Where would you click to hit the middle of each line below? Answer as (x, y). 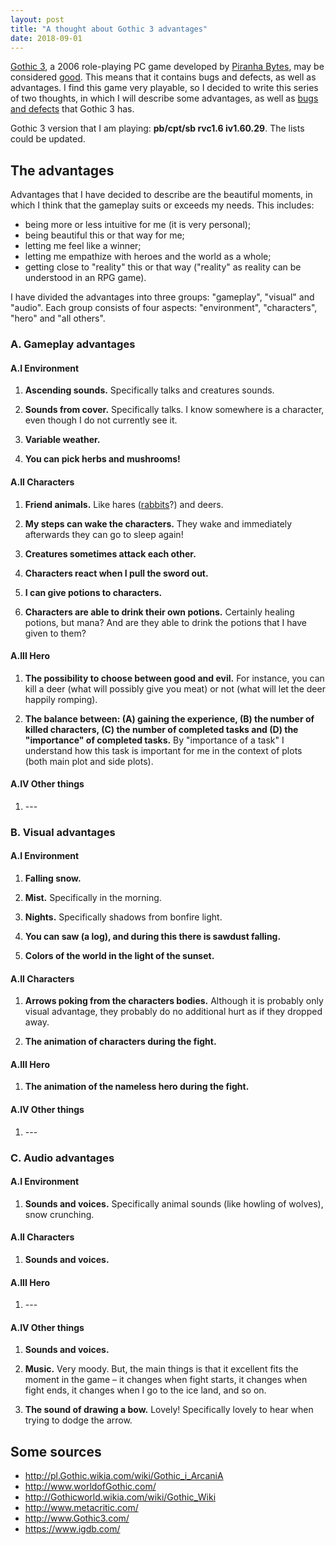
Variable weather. (62, 440)
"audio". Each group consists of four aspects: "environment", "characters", (164, 308)
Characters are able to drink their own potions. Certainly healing (159, 612)
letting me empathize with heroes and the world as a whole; (148, 257)
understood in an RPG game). (85, 278)
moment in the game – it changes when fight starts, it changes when (166, 1380)
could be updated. (48, 139)
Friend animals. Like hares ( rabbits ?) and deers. (124, 504)
